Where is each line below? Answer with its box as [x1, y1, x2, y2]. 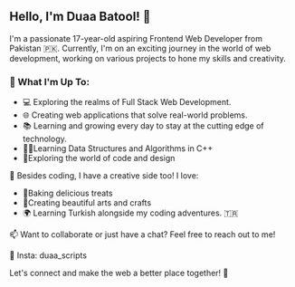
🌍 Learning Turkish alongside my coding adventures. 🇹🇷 [22, 207, 239, 218]
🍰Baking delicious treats [22, 187, 113, 199]
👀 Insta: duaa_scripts [9, 250, 88, 261]
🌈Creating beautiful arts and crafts [22, 197, 152, 208]
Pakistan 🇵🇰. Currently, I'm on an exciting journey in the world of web [9, 43, 271, 53]
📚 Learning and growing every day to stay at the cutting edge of [22, 120, 264, 131]
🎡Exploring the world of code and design [22, 153, 176, 164]
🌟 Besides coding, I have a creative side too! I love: [9, 170, 199, 181]
